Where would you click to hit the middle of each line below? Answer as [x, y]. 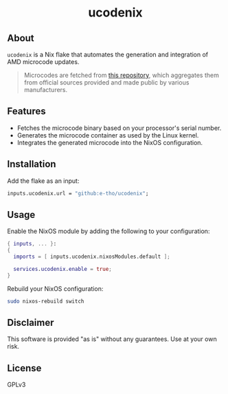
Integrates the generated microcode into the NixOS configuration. [110, 142]
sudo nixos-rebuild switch [46, 301]
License [24, 368]
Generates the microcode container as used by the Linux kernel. [108, 135]
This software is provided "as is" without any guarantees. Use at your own [112, 339]
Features [26, 111]
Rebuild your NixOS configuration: [55, 288]
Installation [32, 164]
